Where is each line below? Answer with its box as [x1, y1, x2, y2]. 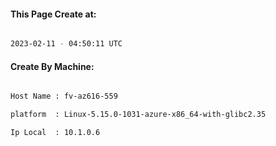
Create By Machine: [10, 60, 95, 72]
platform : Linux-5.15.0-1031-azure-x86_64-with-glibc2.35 [10, 110, 267, 120]
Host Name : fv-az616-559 [10, 91, 118, 102]
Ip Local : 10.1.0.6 [10, 128, 101, 138]
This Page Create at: [10, 8, 97, 20]
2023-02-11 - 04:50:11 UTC [10, 39, 123, 49]
